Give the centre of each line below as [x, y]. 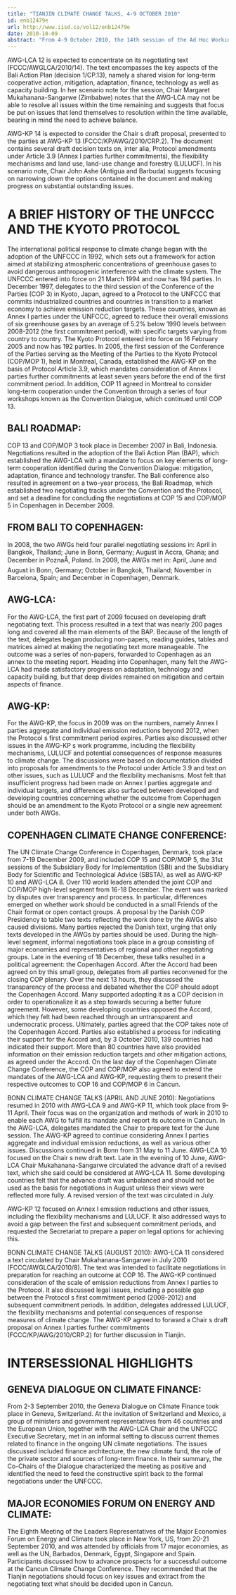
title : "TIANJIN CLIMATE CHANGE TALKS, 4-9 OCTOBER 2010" [94, 14]
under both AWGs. [34, 813]
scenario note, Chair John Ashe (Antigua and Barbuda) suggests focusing [114, 171]
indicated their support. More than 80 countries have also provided [104, 1047]
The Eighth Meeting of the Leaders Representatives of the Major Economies [117, 1531]
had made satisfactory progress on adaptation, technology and [112, 669]
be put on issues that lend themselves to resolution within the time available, [118, 113]
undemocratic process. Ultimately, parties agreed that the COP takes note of [118, 1024]
